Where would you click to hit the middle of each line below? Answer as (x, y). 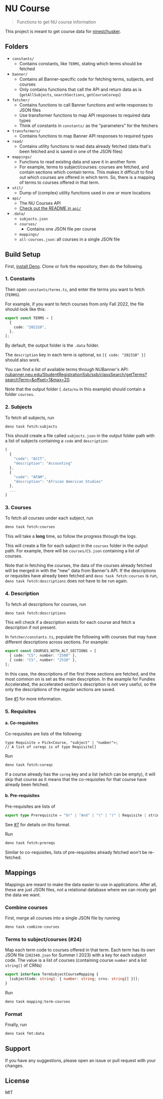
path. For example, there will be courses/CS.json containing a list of (72, 551)
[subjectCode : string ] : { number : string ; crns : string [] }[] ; (74, 979)
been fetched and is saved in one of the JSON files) (71, 151)
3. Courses (18, 507)
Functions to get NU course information (56, 22)
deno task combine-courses (32, 927)
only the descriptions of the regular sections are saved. (60, 689)
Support (18, 1049)
